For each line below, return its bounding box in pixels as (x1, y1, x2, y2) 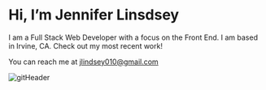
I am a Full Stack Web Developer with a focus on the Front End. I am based (8, 32, 259, 42)
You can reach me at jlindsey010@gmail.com (8, 57, 159, 66)
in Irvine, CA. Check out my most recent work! (8, 41, 163, 50)
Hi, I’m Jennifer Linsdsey (8, 6, 180, 24)
